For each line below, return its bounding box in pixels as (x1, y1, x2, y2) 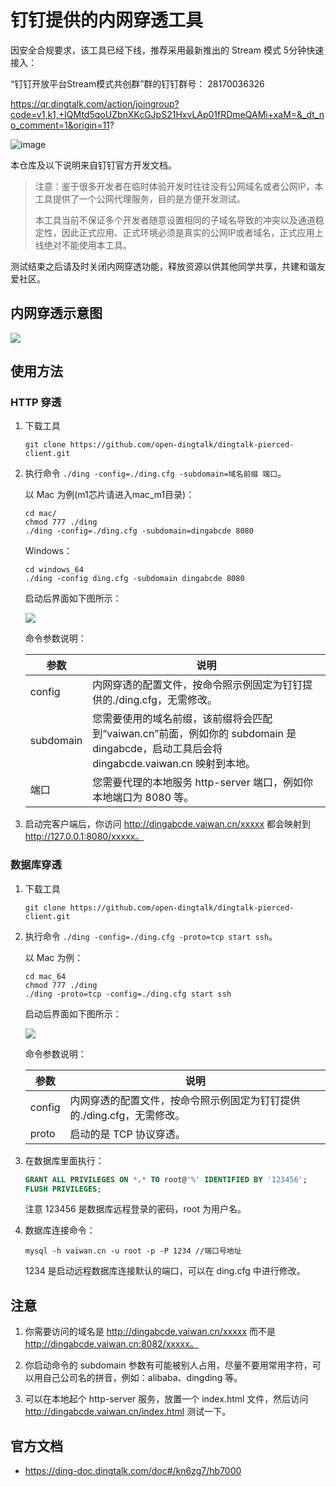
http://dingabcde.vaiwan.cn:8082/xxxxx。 (24, 1338, 199, 1350)
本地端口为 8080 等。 (92, 791, 195, 805)
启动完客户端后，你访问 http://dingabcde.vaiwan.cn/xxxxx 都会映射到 (24, 818, 312, 830)
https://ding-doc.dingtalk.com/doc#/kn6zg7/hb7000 (24, 1465, 242, 1477)
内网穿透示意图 (10, 305, 103, 322)
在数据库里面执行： (24, 1154, 105, 1166)
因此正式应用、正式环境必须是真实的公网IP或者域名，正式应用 (61, 226, 315, 238)
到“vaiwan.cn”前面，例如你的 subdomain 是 (92, 727, 297, 741)
